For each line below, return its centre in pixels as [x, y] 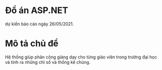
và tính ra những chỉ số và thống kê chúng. [48, 62]
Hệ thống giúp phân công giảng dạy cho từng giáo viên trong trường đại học [81, 57]
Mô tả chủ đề [32, 44]
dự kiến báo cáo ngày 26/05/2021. [40, 24]
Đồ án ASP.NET [37, 10]
